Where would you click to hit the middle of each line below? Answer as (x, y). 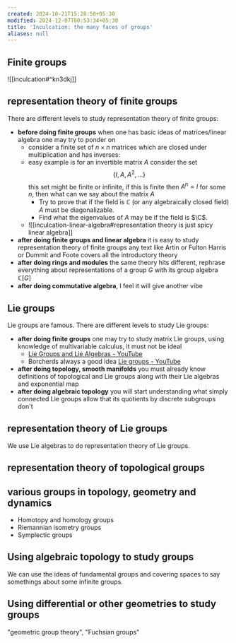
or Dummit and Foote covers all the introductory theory (98, 255)
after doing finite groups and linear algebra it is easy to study (108, 240)
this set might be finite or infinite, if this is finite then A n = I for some (127, 186)
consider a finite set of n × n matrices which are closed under (117, 147)
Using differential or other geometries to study (112, 604)
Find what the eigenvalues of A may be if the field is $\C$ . (123, 218)
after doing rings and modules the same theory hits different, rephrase (121, 263)
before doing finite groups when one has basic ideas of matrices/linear (122, 132)
